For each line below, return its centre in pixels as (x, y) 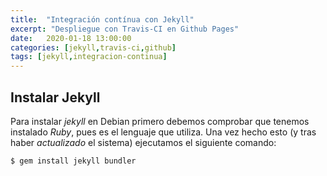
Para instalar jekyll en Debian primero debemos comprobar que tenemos (160, 121)
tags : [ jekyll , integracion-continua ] (89, 57)
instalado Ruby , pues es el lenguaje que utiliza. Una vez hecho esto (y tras (163, 132)
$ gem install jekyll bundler (73, 161)
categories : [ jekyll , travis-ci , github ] (93, 47)
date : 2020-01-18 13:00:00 (71, 38)
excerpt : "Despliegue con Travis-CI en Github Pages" (125, 29)
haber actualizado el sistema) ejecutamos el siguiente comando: (143, 142)
